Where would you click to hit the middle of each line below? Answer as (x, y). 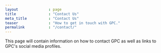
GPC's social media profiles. (33, 46)
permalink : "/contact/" (41, 27)
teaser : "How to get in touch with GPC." (63, 23)
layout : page (33, 9)
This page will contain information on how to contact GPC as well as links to (81, 41)
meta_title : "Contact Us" (42, 18)
